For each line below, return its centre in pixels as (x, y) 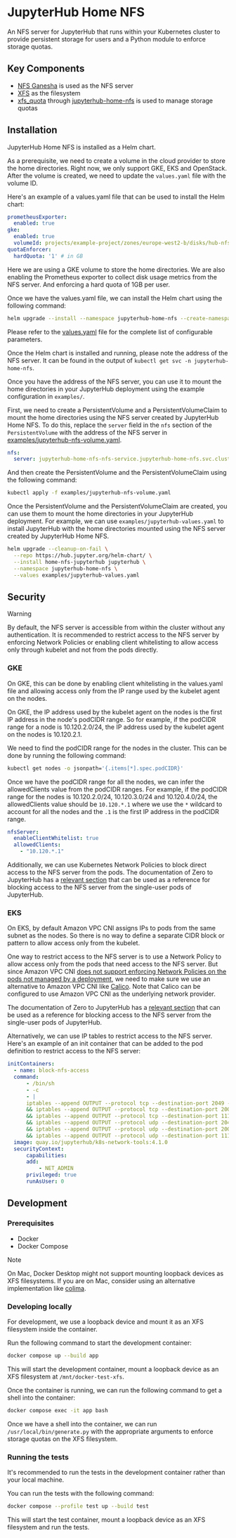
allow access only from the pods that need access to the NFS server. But (113, 964)
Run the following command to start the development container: (99, 1343)
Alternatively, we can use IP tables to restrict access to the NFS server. (110, 1036)
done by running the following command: (67, 755)
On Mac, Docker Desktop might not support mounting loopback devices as (116, 1273)
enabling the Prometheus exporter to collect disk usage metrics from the (112, 277)
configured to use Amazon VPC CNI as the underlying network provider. (112, 994)
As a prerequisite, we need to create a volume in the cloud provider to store (117, 160)
